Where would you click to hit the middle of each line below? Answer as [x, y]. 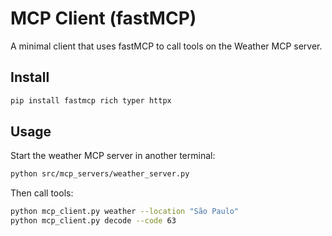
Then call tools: [42, 193]
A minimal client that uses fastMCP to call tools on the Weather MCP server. [166, 46]
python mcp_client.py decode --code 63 [93, 221]
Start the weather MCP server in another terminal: [113, 156]
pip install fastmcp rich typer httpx [91, 100]
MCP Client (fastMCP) [103, 18]
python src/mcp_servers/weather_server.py [100, 174]
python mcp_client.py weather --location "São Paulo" [125, 212]
